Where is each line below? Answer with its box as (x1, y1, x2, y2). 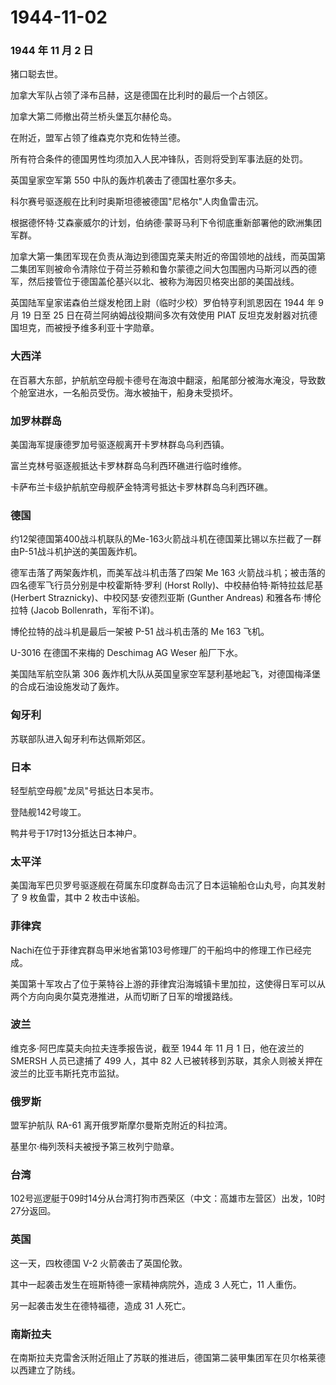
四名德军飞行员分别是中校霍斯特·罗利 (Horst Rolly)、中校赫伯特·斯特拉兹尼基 (10, 579, 324, 591)
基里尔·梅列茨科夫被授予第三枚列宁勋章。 (10, 1141, 180, 1153)
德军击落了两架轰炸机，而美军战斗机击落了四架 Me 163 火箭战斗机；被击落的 (10, 567, 326, 579)
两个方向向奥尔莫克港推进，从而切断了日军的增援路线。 (10, 990, 238, 1002)
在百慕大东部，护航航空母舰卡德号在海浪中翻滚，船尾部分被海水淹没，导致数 (10, 374, 326, 386)
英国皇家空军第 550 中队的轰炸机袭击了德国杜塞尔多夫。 (10, 174, 242, 186)
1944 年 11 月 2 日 (10, 44, 94, 58)
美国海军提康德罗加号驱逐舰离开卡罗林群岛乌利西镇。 (10, 439, 230, 451)
